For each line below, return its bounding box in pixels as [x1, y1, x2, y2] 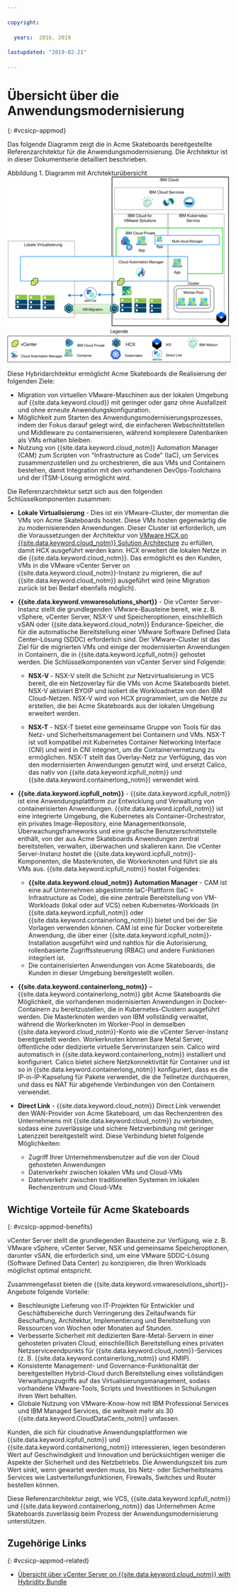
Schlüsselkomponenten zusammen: [7, 495, 112, 503]
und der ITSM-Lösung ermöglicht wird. [17, 473, 132, 482]
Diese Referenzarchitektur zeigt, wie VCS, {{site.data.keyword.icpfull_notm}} [7, 1494, 231, 1502]
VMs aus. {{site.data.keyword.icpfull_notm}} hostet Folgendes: [17, 865, 200, 873]
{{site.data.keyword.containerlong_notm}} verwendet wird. [28, 776, 200, 784]
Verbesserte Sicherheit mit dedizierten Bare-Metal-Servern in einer [17, 1331, 214, 1339]
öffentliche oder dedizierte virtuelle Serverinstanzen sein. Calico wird [17, 1042, 220, 1052]
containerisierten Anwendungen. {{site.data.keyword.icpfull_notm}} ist [17, 804, 224, 813]
